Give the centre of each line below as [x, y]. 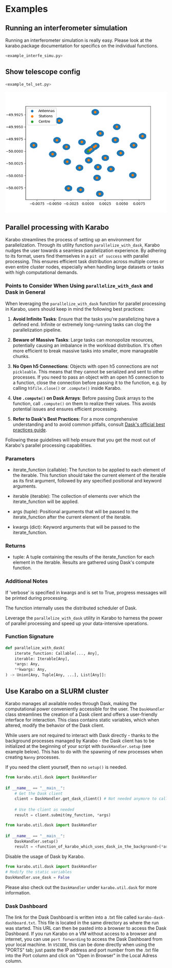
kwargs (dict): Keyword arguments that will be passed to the [76, 527]
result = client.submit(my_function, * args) [63, 815]
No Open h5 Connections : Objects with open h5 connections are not [85, 366]
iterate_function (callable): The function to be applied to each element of [89, 470]
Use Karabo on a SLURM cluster [57, 691]
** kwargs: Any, [31, 670]
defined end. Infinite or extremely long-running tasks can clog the [82, 324]
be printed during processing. [37, 598]
